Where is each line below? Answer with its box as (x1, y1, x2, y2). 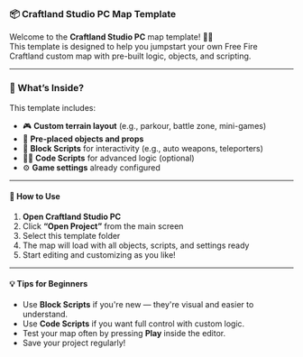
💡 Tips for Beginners (9, 279, 88, 289)
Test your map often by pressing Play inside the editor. (22, 328, 226, 338)
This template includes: (9, 102, 96, 113)
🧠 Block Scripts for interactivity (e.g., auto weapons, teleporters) (22, 142, 264, 153)
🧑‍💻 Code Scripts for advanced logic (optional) (22, 152, 196, 163)
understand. (22, 309, 69, 319)
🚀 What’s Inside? (9, 82, 85, 95)
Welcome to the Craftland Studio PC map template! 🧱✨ (9, 32, 214, 42)
